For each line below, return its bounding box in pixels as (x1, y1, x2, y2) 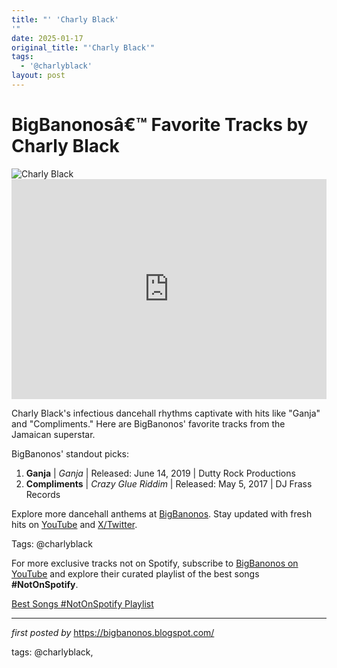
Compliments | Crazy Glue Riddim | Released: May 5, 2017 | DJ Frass (25, 477, 313, 490)
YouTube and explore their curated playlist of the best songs (11, 567, 260, 580)
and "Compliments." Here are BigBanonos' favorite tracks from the (11, 417, 286, 430)
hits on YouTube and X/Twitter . (11, 518, 138, 530)
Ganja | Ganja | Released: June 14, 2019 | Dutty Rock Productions (25, 467, 296, 479)
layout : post (11, 71, 66, 81)
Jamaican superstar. (11, 428, 96, 440)
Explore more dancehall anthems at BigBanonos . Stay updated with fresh (11, 507, 313, 520)
